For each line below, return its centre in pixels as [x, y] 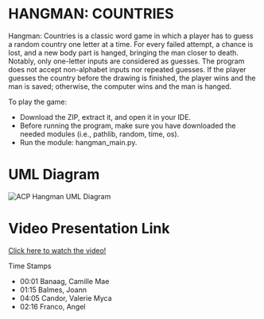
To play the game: [38, 102]
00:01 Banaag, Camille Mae [64, 281]
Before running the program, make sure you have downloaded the [128, 125]
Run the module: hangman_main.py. [78, 142]
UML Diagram [54, 175]
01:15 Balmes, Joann [53, 290]
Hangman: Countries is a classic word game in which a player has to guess [131, 36]
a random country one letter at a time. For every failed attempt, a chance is [131, 44]
